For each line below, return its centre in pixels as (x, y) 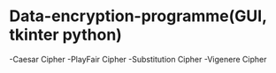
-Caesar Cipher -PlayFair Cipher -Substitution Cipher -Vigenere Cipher (138, 59)
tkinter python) (65, 35)
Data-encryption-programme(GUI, (138, 16)
